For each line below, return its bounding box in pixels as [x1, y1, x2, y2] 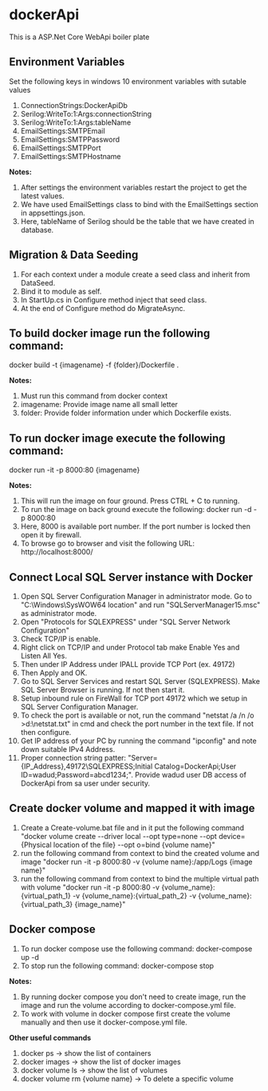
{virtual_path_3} [20, 899, 73, 909]
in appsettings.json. [20, 208, 86, 218]
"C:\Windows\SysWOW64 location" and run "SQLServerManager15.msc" [20, 600, 261, 609]
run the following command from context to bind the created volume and [20, 848, 260, 857]
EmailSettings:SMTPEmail [20, 126, 106, 135]
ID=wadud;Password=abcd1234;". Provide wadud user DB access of [20, 770, 246, 779]
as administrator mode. [20, 609, 97, 617]
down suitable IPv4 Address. [20, 745, 116, 753]
